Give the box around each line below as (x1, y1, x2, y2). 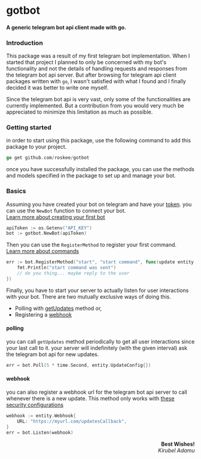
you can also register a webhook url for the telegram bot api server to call (6, 388, 187, 396)
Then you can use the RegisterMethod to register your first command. (6, 241, 177, 248)
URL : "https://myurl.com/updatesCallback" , (17, 418, 127, 424)
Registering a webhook (14, 311, 72, 318)
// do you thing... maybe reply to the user (17, 270, 130, 276)
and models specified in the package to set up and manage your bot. (6, 172, 176, 180)
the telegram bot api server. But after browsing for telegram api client (6, 71, 176, 78)
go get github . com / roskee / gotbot (6, 155, 90, 161)
